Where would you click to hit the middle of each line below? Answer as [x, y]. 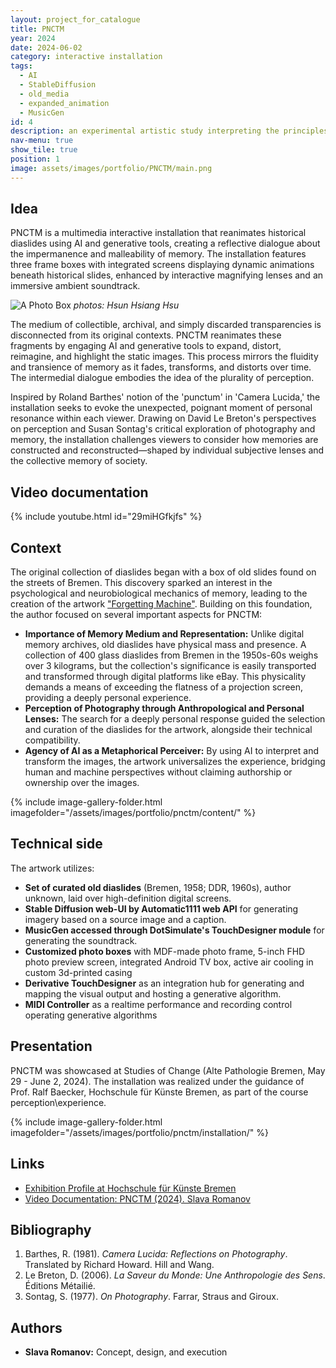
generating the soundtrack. [81, 940]
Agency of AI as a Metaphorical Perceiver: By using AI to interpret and [171, 751]
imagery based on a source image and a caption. [125, 919]
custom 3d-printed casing [78, 972]
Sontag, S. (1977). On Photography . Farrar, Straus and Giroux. [151, 1297]
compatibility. [52, 740]
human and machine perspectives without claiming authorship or [158, 772]
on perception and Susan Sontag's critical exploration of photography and [163, 429]
